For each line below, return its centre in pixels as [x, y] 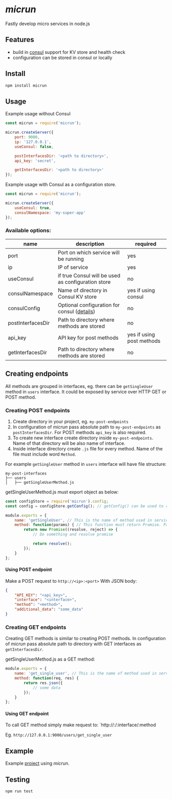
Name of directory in [83, 290]
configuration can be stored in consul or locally [62, 57]
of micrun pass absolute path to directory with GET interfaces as [73, 644]
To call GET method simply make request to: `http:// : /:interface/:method [81, 725]
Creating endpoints [37, 374]
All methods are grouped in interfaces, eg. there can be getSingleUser [79, 386]
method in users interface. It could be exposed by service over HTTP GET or [86, 392]
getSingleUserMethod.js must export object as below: [62, 492]
